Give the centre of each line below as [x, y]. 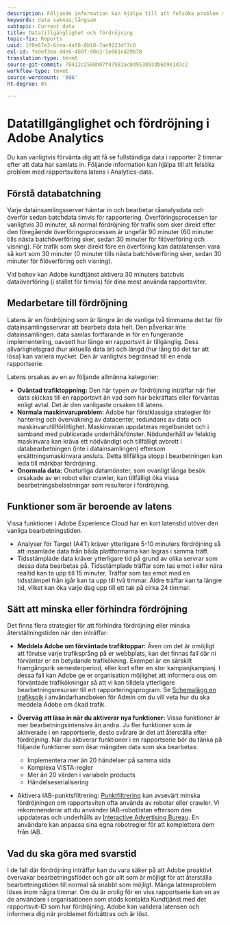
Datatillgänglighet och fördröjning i [108, 124]
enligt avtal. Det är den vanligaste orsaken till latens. [90, 404]
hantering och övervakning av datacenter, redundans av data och [109, 419]
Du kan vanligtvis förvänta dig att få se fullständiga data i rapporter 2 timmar [115, 157]
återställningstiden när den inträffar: [57, 633]
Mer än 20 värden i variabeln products [81, 775]
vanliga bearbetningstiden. [45, 530]
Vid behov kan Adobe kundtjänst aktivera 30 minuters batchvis [96, 274]
